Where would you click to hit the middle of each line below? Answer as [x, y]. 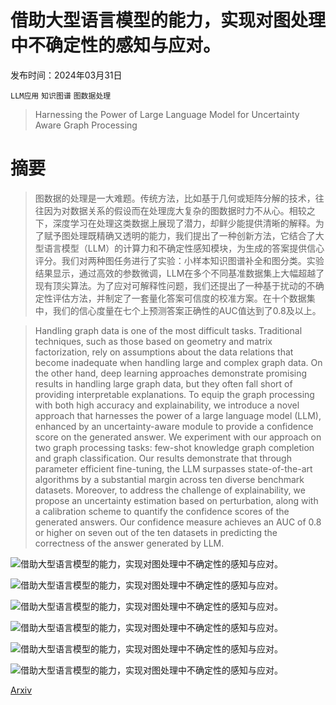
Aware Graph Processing [86, 125]
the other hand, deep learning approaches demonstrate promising [171, 373]
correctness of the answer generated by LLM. [129, 543]
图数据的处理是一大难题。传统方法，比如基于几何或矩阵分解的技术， [175, 198]
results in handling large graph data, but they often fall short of [163, 383]
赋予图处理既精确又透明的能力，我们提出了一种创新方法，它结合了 [179, 235]
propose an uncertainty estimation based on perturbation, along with [176, 500]
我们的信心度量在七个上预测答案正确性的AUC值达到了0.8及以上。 [187, 310]
